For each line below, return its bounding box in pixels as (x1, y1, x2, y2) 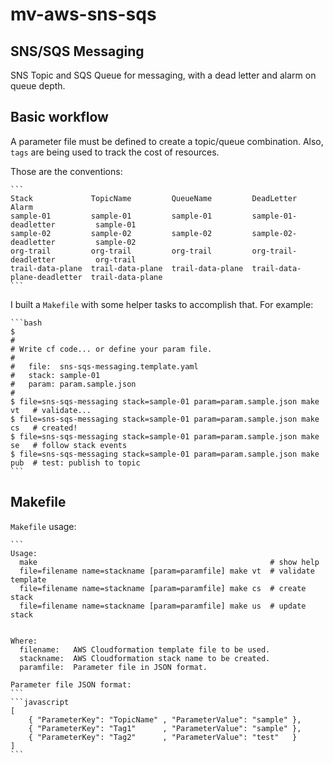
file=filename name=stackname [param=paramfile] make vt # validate (19, 566, 315, 576)
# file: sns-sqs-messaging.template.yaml (10, 361, 199, 372)
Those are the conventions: (10, 165, 123, 177)
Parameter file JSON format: (10, 679, 132, 690)
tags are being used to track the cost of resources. (10, 146, 220, 158)
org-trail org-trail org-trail (10, 246, 213, 256)
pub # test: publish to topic (10, 458, 141, 468)
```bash (10, 318, 43, 328)
